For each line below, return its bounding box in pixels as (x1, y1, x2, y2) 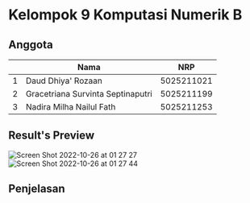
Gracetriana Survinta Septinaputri (25, 89, 153, 99)
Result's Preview (8, 129, 95, 143)
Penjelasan (8, 182, 66, 196)
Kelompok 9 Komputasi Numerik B (8, 6, 243, 24)
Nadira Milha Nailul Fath (25, 101, 116, 112)
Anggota (8, 38, 54, 52)
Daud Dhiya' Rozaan (25, 75, 103, 86)
